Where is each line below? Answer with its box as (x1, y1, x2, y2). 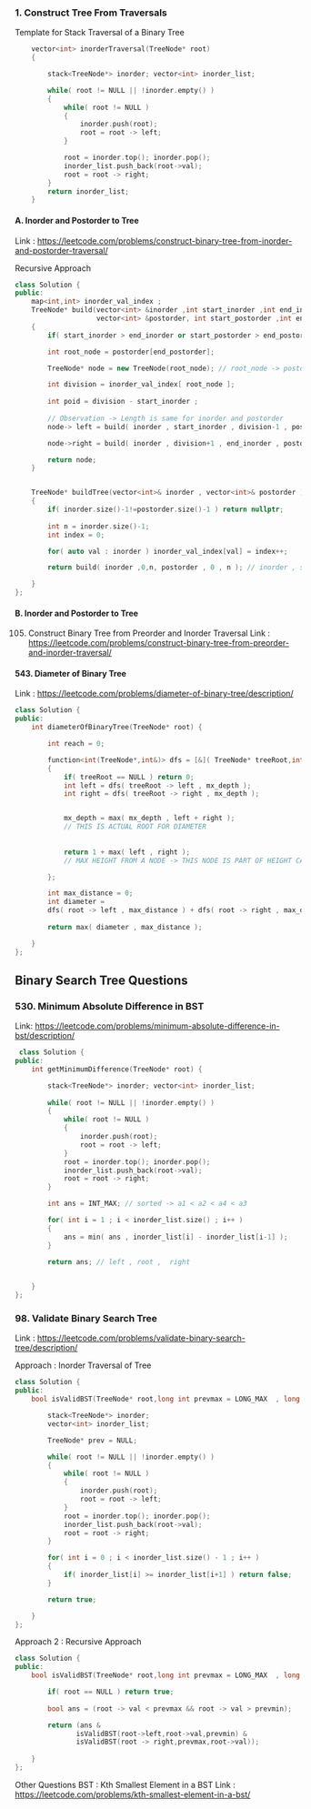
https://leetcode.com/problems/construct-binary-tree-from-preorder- (27, 638, 290, 648)
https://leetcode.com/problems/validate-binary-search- (36, 1332, 246, 1343)
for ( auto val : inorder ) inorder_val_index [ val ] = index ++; (47, 547, 288, 556)
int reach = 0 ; (47, 739, 105, 749)
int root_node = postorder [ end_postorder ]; (47, 347, 215, 357)
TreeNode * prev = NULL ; (47, 1435, 137, 1445)
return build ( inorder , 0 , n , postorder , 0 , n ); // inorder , (47, 563, 296, 572)
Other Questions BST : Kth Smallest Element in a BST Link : (15, 1779, 236, 1790)
